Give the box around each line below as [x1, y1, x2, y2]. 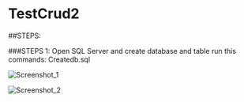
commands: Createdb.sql [8, 55, 91, 64]
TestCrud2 [8, 5, 80, 23]
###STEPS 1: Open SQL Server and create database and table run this [8, 46, 237, 55]
